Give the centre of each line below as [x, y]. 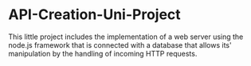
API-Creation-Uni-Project [94, 15]
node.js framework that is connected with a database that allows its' [120, 45]
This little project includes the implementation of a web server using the [126, 37]
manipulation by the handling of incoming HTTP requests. [103, 53]
